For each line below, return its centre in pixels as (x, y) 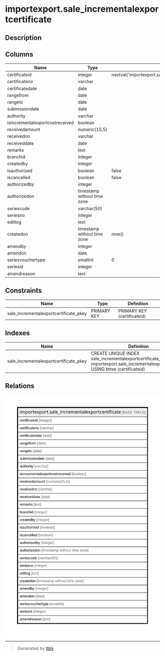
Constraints (24, 291)
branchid (16, 157)
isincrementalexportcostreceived (41, 123)
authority (16, 116)
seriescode (19, 208)
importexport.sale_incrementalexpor (82, 9)
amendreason (21, 274)
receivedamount (24, 129)
